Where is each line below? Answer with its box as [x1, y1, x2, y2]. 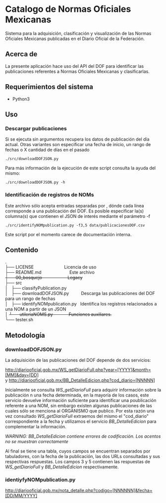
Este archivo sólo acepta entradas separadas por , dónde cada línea [5, 202, 144, 208]
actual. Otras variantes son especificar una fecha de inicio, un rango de [5, 142, 151, 148]
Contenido [5, 246, 39, 254]
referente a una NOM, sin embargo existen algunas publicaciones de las [5, 402, 152, 409]
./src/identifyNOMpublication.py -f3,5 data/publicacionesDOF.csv [5, 223, 145, 228]
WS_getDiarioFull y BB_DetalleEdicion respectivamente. [5, 464, 119, 470]
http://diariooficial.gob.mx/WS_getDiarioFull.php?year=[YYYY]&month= [5, 367, 151, 373]
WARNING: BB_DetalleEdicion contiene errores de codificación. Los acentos [5, 433, 161, 439]
